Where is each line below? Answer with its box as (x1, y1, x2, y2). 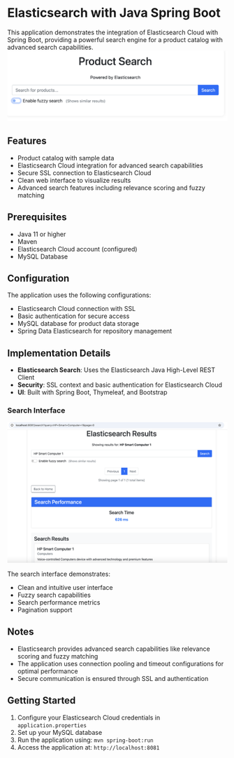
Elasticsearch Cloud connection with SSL (17, 305, 136, 313)
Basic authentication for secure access (17, 312, 130, 320)
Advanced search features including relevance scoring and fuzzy (17, 184, 206, 192)
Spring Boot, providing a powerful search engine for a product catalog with (7, 35, 224, 43)
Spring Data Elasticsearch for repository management (17, 327, 173, 336)
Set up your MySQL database (17, 728, 103, 736)
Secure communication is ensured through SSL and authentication (17, 674, 209, 682)
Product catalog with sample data (17, 153, 115, 162)
